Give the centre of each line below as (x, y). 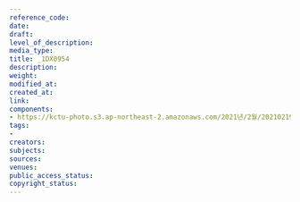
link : (19, 101)
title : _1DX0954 (39, 59)
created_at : (31, 92)
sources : (25, 159)
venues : (24, 167)
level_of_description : (51, 42)
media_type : (31, 51)
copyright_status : (43, 184)
